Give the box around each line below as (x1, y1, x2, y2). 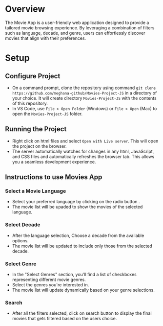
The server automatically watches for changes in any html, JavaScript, (12, 148, 154, 154)
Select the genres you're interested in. (12, 282, 89, 288)
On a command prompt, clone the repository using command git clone (12, 85, 156, 91)
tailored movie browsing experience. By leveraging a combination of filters (5, 24, 155, 30)
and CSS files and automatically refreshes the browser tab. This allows (12, 153, 155, 160)
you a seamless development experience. (12, 159, 96, 164)
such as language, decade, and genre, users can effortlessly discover (5, 30, 145, 36)
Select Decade (5, 221, 41, 228)
